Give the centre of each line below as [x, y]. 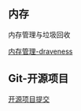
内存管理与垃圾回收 [39, 35]
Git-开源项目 [39, 78]
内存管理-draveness [40, 51]
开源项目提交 [29, 99]
